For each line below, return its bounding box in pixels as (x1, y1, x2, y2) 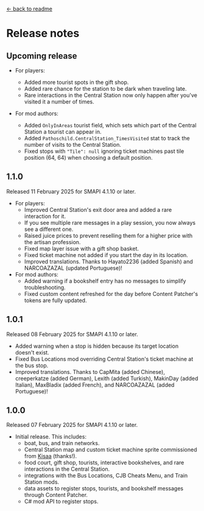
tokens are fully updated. (24, 297, 87, 304)
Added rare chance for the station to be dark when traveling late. (24, 85, 187, 92)
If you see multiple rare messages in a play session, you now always (24, 219, 196, 226)
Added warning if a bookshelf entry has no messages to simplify (24, 277, 186, 284)
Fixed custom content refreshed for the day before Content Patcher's (24, 290, 199, 297)
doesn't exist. (15, 348, 50, 356)
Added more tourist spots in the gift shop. (24, 79, 129, 86)
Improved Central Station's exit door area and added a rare (24, 206, 172, 213)
